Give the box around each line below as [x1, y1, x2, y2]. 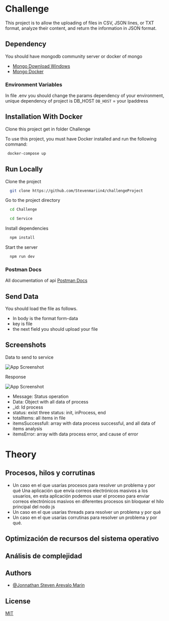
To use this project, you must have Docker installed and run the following [5, 136, 157, 142]
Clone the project [5, 178, 41, 185]
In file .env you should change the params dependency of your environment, [5, 93, 164, 99]
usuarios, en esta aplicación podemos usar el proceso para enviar [12, 493, 150, 499]
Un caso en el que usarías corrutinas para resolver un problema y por [12, 514, 157, 520]
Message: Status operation [12, 393, 69, 400]
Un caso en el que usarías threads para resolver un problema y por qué [12, 509, 161, 515]
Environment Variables [5, 81, 63, 88]
